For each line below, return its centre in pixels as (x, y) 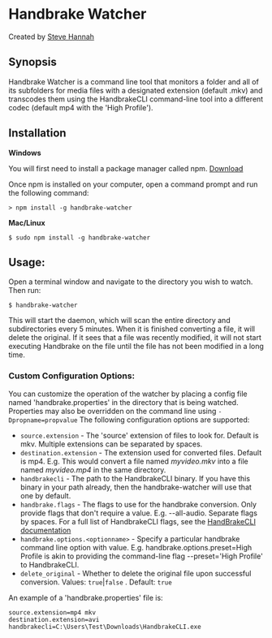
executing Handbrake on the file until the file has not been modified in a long (136, 347)
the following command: (49, 192)
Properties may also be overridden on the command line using (112, 411)
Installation (37, 134)
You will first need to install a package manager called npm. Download (126, 168)
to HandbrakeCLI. (50, 564)
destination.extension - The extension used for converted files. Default (141, 452)
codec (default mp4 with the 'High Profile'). (81, 107)
